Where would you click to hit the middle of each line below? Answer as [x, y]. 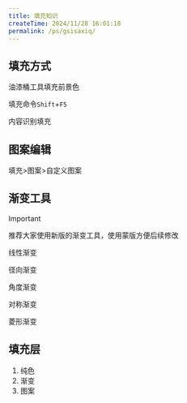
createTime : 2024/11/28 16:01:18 [65, 24]
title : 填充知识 [33, 16]
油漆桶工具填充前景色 [44, 87]
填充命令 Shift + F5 [38, 104]
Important [25, 218]
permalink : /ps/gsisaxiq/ [52, 31]
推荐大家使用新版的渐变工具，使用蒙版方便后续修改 [93, 235]
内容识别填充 [30, 122]
